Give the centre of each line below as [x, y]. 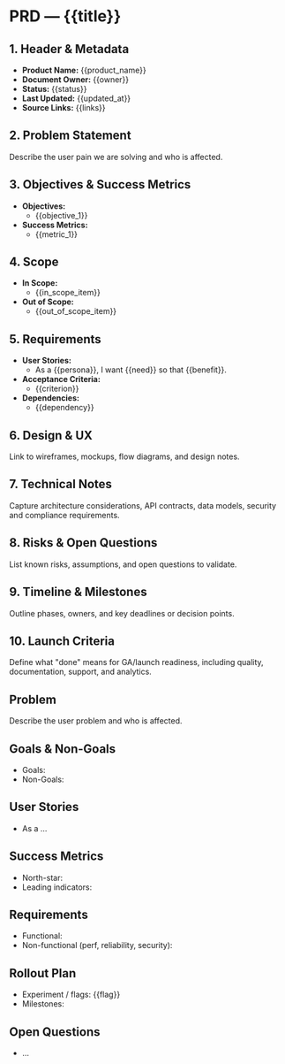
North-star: [42, 877]
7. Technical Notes [61, 484]
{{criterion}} [57, 389]
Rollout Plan [43, 973]
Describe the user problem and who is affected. [96, 721]
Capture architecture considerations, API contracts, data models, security [142, 505]
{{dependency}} [64, 408]
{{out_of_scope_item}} [76, 311]
